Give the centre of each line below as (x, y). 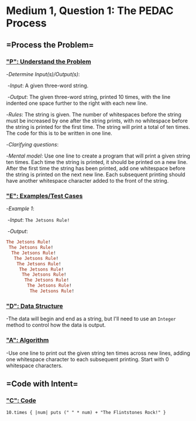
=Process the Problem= (50, 45)
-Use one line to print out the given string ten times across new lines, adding (98, 353)
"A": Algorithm (27, 340)
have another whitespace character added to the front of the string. (87, 180)
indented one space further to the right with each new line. (77, 103)
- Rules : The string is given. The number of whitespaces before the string (94, 114)
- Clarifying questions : (32, 144)
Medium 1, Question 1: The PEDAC (90, 11)
